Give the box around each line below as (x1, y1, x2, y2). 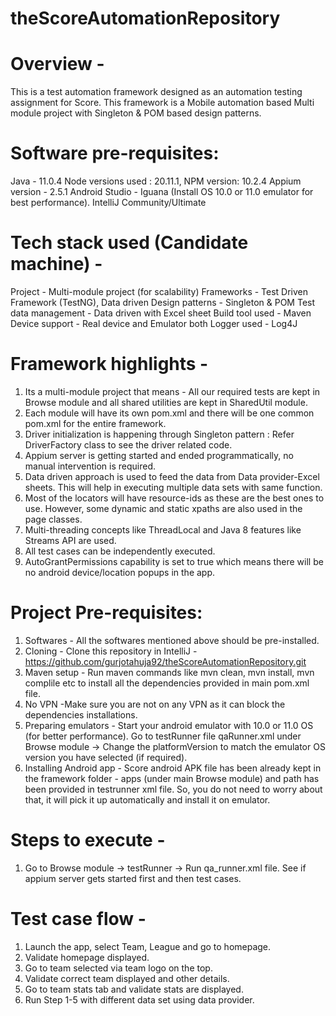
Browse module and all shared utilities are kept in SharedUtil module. (24, 396, 308, 408)
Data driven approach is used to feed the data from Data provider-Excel (24, 470, 320, 482)
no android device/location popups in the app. (24, 566, 216, 578)
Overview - (10, 53, 105, 76)
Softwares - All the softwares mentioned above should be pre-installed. (24, 634, 320, 646)
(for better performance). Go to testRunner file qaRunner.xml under (24, 730, 302, 742)
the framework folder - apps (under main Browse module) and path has (24, 772, 320, 784)
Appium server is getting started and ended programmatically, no (24, 449, 294, 461)
